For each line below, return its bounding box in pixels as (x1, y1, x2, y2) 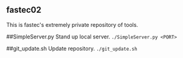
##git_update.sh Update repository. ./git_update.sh (6, 45, 138, 52)
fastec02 (6, 5, 41, 15)
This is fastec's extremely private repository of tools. (6, 21, 139, 28)
